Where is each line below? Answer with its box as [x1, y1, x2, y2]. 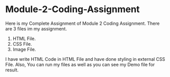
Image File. [12, 46, 36, 52]
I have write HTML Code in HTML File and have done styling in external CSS [5, 56, 165, 62]
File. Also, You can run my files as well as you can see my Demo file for [5, 61, 155, 67]
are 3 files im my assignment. [5, 25, 67, 31]
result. [5, 67, 19, 73]
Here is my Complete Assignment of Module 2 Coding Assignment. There [5, 20, 160, 26]
